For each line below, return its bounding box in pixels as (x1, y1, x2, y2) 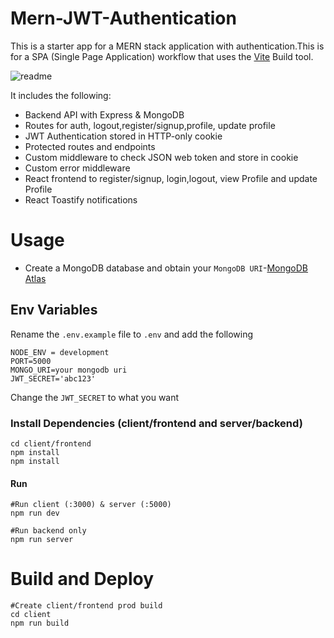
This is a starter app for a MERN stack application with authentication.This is (10, 40, 325, 52)
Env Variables (10, 302, 98, 319)
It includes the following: (10, 89, 112, 101)
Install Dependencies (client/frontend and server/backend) (10, 416, 303, 430)
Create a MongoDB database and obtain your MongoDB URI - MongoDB (24, 262, 309, 274)
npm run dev (10, 508, 60, 519)
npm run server (10, 535, 74, 545)
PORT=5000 (10, 356, 52, 366)
